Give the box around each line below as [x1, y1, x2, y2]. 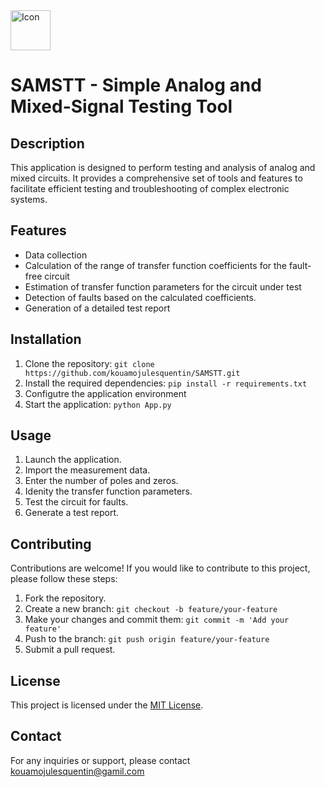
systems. [10, 194, 48, 205]
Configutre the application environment [24, 387, 187, 399]
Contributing [10, 535, 92, 553]
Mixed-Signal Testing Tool [10, 95, 233, 118]
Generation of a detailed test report [24, 302, 171, 314]
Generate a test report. [24, 507, 120, 519]
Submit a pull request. [24, 644, 116, 656]
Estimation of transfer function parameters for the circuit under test [24, 280, 302, 293]
